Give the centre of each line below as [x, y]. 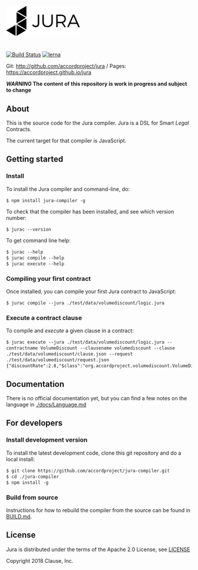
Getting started [35, 159]
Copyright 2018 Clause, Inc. [40, 561]
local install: [21, 459]
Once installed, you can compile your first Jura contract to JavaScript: [91, 291]
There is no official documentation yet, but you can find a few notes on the [97, 399]
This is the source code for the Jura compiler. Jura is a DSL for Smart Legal [98, 123]
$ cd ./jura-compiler [33, 477]
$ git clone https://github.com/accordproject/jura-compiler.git [88, 471]
